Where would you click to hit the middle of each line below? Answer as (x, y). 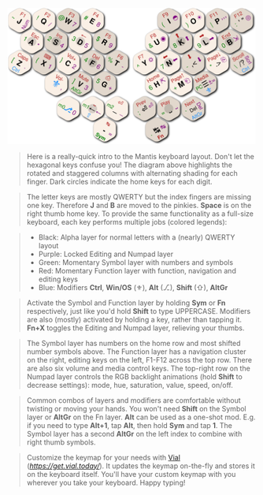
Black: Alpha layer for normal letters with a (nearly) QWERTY (137, 237)
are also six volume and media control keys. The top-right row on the (139, 368)
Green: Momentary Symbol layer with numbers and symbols (136, 262)
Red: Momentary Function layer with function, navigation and (137, 270)
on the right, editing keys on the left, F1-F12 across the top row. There (139, 359)
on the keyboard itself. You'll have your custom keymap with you (131, 474)
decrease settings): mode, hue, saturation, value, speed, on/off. (130, 385)
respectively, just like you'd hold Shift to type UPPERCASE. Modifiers (139, 311)
